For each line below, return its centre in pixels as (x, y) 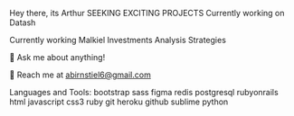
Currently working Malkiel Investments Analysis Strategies (118, 40)
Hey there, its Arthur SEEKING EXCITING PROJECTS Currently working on (147, 13)
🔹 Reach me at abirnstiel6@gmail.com (80, 75)
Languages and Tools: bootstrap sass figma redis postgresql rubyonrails (144, 92)
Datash (23, 22)
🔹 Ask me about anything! (57, 57)
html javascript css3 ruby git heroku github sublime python (119, 102)
